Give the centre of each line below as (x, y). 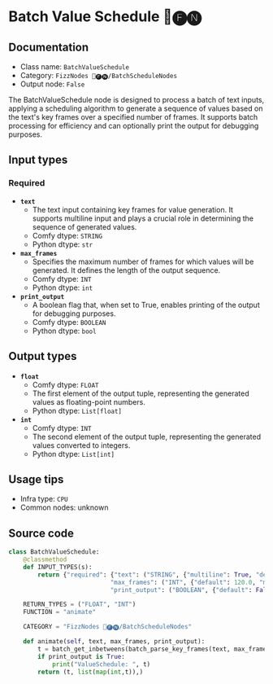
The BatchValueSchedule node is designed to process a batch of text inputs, (136, 100)
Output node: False (52, 84)
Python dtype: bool (64, 331)
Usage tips (36, 479)
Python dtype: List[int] (74, 454)
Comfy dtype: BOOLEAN (69, 322)
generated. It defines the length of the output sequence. (126, 270)
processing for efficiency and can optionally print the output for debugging (134, 126)
